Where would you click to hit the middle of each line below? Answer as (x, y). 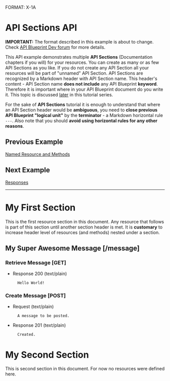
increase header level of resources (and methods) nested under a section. (83, 232)
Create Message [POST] (36, 296)
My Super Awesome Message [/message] (73, 248)
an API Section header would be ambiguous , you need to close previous (81, 110)
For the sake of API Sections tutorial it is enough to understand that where (83, 104)
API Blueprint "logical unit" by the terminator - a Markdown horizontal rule (84, 115)
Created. (27, 335)
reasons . (15, 126)
